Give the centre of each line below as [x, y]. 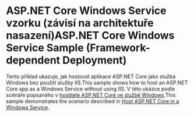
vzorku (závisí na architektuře [80, 23]
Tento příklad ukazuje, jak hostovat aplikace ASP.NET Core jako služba [91, 76]
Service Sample [45, 48]
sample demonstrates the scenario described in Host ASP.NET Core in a [93, 101]
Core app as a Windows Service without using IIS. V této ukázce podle [91, 89]
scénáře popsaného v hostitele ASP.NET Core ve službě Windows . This [91, 95]
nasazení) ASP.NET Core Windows [90, 36]
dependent [33, 60]
